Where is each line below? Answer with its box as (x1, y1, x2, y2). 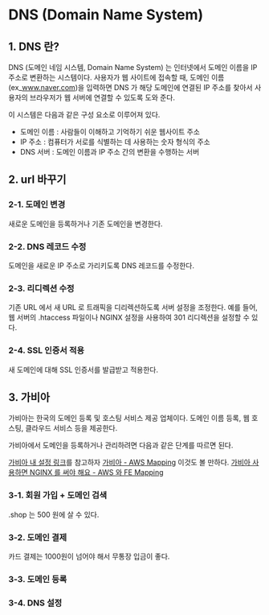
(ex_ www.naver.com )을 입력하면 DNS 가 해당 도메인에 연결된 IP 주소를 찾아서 (8, 83, 253, 92)
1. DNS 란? (8, 39, 60, 53)
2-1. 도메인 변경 (8, 199, 66, 210)
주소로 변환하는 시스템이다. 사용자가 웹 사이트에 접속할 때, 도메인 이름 (8, 72, 225, 82)
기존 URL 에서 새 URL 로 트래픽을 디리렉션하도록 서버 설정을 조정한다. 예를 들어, (8, 303, 259, 312)
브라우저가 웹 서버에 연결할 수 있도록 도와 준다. (29, 93, 175, 102)
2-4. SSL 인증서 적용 (8, 345, 84, 356)
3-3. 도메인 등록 (8, 573, 67, 584)
